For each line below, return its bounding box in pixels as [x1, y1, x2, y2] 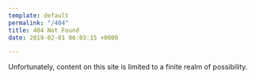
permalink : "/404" [8, 19, 69, 27]
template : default [8, 11, 69, 20]
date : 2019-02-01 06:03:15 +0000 [8, 33, 119, 42]
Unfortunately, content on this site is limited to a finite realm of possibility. [8, 62, 248, 72]
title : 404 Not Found [8, 26, 80, 34]
